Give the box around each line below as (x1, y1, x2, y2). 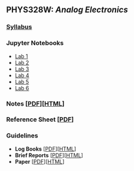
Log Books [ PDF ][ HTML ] (14, 145, 77, 152)
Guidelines (6, 131, 38, 140)
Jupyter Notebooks (6, 39, 64, 47)
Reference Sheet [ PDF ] (6, 115, 74, 124)
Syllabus (6, 23, 32, 31)
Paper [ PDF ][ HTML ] (14, 158, 65, 165)
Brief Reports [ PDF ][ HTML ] (14, 151, 84, 158)
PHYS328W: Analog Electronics (6, 5, 129, 15)
